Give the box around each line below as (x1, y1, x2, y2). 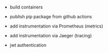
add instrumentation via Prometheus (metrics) (9, 23, 104, 29)
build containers (9, 4, 43, 10)
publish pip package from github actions (9, 14, 92, 19)
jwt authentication (9, 42, 47, 48)
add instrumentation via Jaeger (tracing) (9, 33, 92, 38)
